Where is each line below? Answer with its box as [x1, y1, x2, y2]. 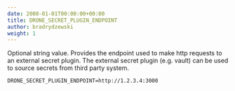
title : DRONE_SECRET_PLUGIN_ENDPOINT [7, 17, 118, 24]
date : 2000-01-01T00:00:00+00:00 [7, 10, 105, 17]
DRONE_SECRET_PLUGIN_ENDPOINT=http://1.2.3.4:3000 [7, 78, 159, 85]
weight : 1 [7, 29, 36, 37]
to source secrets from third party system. [7, 64, 130, 72]
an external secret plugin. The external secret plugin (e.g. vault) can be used [7, 57, 229, 65]
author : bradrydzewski [7, 23, 74, 30]
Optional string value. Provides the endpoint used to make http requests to [7, 49, 222, 57]
